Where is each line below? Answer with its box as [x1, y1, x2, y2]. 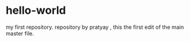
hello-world [5, 4, 67, 17]
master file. [5, 29, 34, 37]
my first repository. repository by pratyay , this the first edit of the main [5, 23, 185, 31]
